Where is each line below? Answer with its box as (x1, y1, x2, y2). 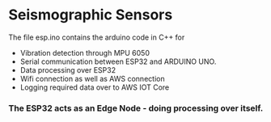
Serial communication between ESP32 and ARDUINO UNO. (19, 57, 217, 66)
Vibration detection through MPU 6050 (19, 48, 150, 57)
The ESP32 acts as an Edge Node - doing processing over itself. (8, 103, 264, 114)
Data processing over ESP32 (19, 65, 116, 74)
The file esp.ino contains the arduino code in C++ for (8, 32, 185, 42)
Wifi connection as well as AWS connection (19, 74, 165, 83)
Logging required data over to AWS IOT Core (19, 82, 170, 92)
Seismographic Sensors (8, 6, 173, 24)
